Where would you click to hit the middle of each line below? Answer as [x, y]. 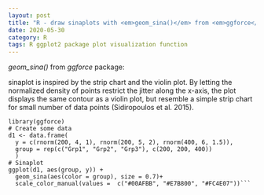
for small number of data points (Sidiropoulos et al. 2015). [101, 108]
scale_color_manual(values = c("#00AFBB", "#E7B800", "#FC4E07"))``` [133, 184]
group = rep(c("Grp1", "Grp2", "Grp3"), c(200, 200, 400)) [114, 149]
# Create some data [40, 129]
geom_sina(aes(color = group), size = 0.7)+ [89, 177]
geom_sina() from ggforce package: [66, 67]
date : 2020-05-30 [37, 30]
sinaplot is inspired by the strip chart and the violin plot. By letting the [120, 83]
